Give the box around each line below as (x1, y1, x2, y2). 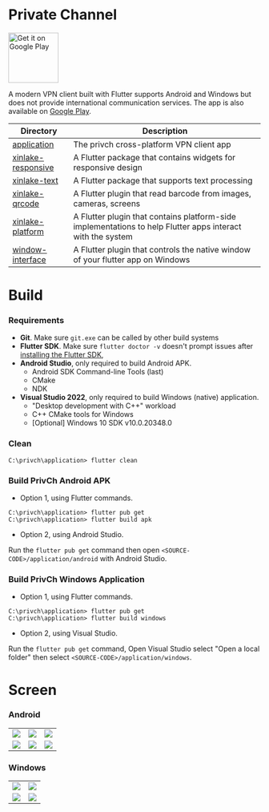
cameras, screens (73, 198, 141, 209)
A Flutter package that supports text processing (73, 175, 253, 186)
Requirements (8, 315, 65, 326)
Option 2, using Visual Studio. (19, 628, 118, 638)
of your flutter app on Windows (73, 254, 191, 265)
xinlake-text (12, 175, 58, 186)
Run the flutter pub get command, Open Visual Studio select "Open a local (8, 644, 260, 654)
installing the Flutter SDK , (19, 350, 104, 360)
